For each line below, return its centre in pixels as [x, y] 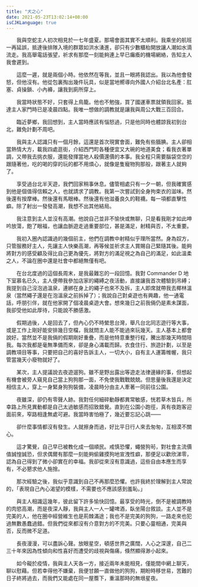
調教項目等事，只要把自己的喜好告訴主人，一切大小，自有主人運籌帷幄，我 [96, 353]
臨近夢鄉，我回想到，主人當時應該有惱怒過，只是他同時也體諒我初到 [99, 122]
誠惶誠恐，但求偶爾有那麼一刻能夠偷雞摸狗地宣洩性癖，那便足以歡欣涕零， [101, 454]
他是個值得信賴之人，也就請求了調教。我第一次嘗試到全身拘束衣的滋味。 [99, 191]
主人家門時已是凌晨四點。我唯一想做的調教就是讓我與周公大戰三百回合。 [99, 109]
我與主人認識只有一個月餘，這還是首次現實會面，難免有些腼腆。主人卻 [101, 142]
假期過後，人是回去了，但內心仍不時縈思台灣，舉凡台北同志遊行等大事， [104, 323]
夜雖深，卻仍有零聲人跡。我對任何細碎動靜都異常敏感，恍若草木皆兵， [101, 400]
